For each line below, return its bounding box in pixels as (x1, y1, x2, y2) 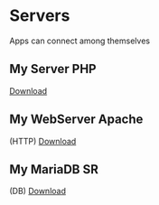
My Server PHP (9, 61, 97, 77)
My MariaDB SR (9, 162, 99, 177)
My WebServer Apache (9, 112, 144, 127)
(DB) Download (9, 186, 66, 197)
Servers (9, 5, 70, 26)
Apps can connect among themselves (9, 35, 151, 46)
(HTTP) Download (9, 135, 77, 146)
